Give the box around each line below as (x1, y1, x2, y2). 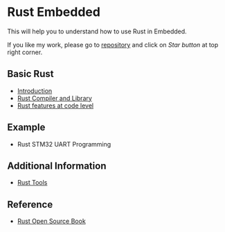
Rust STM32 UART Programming (17, 140, 111, 148)
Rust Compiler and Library (17, 94, 92, 102)
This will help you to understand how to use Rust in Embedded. (7, 27, 187, 35)
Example (7, 122, 46, 133)
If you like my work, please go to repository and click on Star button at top (7, 40, 219, 49)
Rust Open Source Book (17, 217, 87, 226)
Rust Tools (17, 179, 48, 187)
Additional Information (7, 160, 107, 172)
